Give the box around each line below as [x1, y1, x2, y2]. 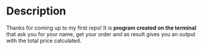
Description [6, 4, 66, 18]
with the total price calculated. [6, 37, 81, 44]
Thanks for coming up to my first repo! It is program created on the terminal [6, 24, 197, 31]
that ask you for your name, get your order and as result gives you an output [6, 30, 196, 37]
